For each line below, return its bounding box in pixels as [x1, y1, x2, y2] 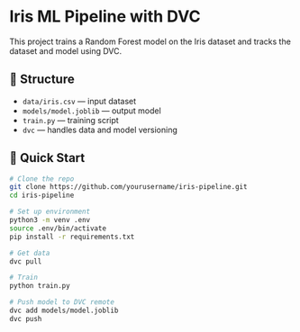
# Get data [9, 248, 50, 257]
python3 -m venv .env [9, 216, 91, 225]
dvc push [9, 314, 42, 323]
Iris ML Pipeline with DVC [9, 6, 201, 27]
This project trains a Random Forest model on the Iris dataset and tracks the [9, 36, 291, 47]
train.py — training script [22, 114, 119, 125]
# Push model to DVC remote [9, 298, 115, 307]
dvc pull [9, 256, 42, 266]
